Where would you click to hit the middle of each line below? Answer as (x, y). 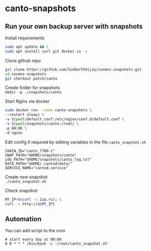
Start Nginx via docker (27, 101)
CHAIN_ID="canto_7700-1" (30, 151)
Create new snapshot (26, 177)
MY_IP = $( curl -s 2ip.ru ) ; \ (33, 199)
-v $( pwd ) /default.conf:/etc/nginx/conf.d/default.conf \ (65, 119)
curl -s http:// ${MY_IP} (30, 204)
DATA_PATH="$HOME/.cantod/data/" (39, 164)
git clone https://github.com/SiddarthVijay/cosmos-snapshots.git (73, 69)
